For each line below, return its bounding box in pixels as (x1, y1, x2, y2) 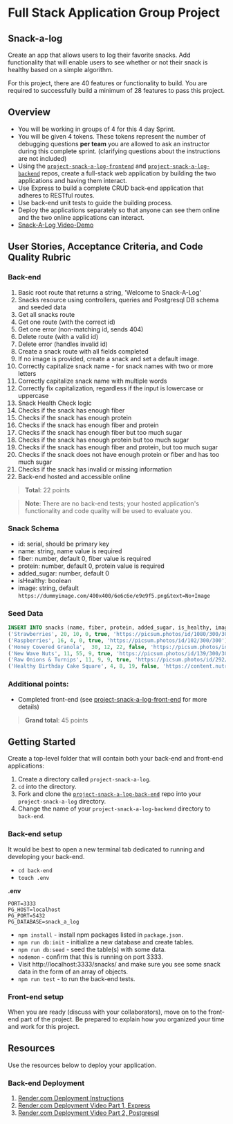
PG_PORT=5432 (8, 912, 46, 919)
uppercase (17, 391, 49, 399)
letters (17, 369, 37, 377)
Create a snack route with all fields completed (17, 347, 149, 355)
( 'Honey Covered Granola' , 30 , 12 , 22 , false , (8, 643, 148, 650)
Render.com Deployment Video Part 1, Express (17, 1101, 151, 1110)
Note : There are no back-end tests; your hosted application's (24, 499, 200, 508)
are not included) (17, 154, 67, 162)
